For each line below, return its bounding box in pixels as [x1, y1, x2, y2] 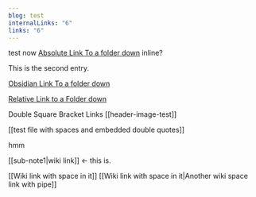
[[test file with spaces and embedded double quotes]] [8, 125, 185, 135]
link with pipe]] [8, 180, 57, 189]
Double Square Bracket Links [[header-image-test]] [8, 110, 177, 119]
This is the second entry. [8, 64, 90, 73]
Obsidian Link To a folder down [8, 79, 111, 88]
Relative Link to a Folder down [8, 95, 107, 104]
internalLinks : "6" [8, 19, 73, 27]
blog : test [8, 11, 45, 20]
